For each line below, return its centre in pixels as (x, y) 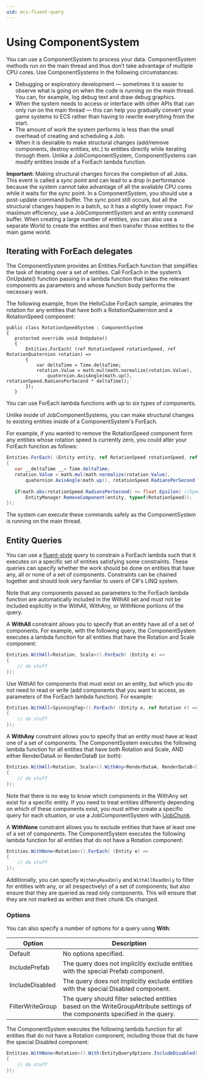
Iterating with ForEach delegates (70, 251)
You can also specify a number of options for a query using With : (88, 928)
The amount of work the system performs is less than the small (95, 129)
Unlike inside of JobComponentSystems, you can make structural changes (100, 415)
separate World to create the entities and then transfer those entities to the (100, 225)
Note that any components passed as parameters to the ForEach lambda (98, 593)
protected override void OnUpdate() (61, 339)
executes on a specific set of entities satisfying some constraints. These (97, 562)
